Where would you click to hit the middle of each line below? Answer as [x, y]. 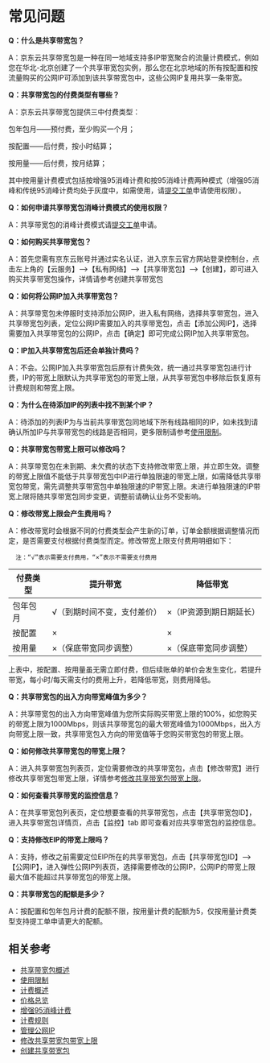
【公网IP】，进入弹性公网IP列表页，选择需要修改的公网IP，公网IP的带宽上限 [132, 867]
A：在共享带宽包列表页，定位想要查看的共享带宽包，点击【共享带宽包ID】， [132, 812]
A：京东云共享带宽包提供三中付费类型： [74, 112]
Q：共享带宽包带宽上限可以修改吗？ [67, 449]
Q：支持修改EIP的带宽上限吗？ [59, 839]
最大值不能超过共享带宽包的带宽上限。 [72, 877]
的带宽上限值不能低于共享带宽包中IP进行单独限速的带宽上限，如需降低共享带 [135, 476]
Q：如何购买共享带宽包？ [50, 242]
